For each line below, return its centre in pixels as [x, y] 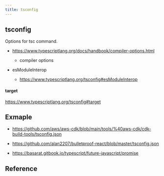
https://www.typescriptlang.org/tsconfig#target [53, 102]
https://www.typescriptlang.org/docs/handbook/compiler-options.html [83, 51]
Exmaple [19, 117]
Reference [21, 168]
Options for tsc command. [31, 41]
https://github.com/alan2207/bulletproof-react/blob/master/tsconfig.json [85, 144]
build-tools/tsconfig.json [37, 134]
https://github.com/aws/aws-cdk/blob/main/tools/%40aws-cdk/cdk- [82, 129]
